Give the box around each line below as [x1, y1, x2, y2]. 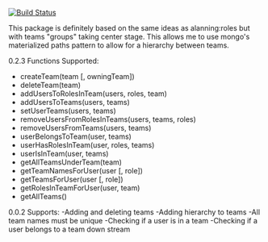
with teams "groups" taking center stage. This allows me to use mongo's [8, 32, 250, 41]
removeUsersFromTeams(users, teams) [19, 123, 152, 132]
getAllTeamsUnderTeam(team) [19, 157, 123, 167]
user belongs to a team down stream [8, 224, 131, 234]
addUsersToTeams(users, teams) [19, 98, 131, 106]
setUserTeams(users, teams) [19, 106, 117, 115]
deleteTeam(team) [19, 81, 82, 90]
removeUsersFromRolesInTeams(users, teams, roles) [19, 115, 196, 124]
